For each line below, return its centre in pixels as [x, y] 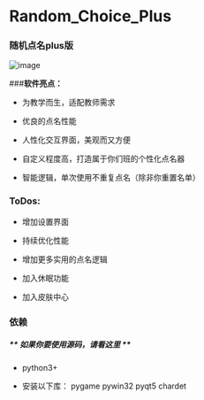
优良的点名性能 [49, 121]
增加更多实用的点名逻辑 [64, 259]
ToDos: [25, 201]
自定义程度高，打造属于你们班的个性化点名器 [103, 159]
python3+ [40, 367]
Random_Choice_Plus [91, 16]
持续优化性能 [45, 240]
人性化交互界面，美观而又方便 [76, 140]
